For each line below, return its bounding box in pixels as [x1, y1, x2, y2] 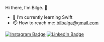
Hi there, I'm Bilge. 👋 [5, 5, 48, 10]
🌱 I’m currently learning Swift [12, 14, 73, 20]
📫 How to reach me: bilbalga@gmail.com [12, 20, 99, 26]
